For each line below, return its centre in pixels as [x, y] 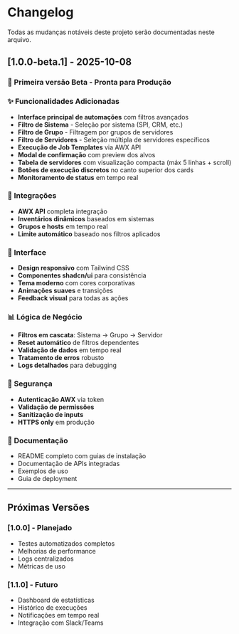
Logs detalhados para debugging [67, 365]
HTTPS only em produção [56, 422]
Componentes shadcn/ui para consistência [82, 275]
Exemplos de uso [43, 471]
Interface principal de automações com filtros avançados [103, 117]
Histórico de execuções [52, 608]
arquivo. [20, 39]
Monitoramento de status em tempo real [78, 177]
